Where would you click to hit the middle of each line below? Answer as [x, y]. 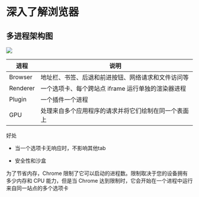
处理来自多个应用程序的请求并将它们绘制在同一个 [109, 111]
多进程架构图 [30, 36]
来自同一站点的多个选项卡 [37, 188]
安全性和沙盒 [30, 161]
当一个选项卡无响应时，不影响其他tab [60, 148]
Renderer [22, 88]
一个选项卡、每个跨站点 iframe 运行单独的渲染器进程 [113, 88]
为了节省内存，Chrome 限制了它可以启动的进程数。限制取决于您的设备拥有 [97, 173]
